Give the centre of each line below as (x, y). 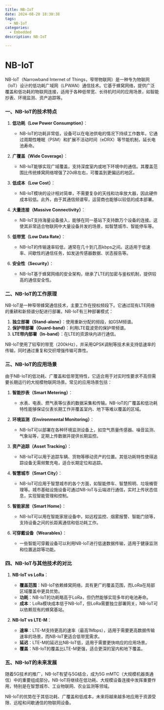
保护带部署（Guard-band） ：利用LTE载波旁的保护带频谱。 (70, 328)
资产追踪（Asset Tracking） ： (42, 446)
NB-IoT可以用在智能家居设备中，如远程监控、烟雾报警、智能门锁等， (88, 516)
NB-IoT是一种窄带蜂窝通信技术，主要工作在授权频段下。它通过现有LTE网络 (80, 305)
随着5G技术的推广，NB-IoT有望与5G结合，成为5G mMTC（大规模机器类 (77, 674)
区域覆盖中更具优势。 (41, 591)
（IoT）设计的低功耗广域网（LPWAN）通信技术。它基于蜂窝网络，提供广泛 (80, 85)
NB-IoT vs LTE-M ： (32, 620)
